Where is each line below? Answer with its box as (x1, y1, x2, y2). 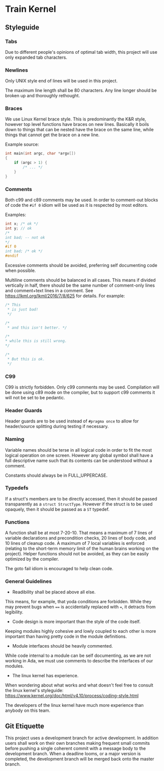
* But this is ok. (7, 356, 45, 361)
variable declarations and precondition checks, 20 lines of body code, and (5, 535, 156, 541)
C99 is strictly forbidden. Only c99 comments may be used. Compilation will (5, 384, 160, 390)
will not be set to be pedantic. (5, 394, 66, 400)
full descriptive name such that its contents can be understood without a (5, 458, 152, 463)
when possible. (5, 268, 36, 273)
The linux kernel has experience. (12, 673, 79, 679)
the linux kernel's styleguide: (5, 688, 64, 694)
